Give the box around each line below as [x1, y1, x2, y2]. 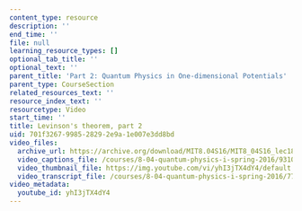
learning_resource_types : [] [9, 47, 119, 56]
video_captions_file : [17, 154, 99, 164]
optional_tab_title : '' [9, 55, 99, 64]
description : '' [9, 22, 70, 31]
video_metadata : [9, 180, 70, 189]
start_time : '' [9, 113, 67, 122]
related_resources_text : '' [9, 88, 115, 97]
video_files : [9, 138, 58, 147]
